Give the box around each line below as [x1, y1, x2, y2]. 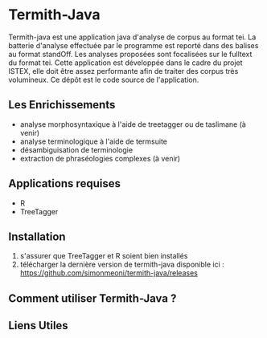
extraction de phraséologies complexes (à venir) [19, 153, 181, 163]
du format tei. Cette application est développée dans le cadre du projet [8, 58, 243, 67]
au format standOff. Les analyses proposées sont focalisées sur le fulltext [8, 49, 253, 59]
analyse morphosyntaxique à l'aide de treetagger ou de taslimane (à [19, 119, 247, 129]
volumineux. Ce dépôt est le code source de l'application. [8, 75, 199, 84]
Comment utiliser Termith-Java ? [8, 291, 177, 305]
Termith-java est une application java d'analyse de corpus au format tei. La [8, 32, 257, 42]
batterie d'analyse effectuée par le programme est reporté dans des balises [8, 40, 259, 50]
